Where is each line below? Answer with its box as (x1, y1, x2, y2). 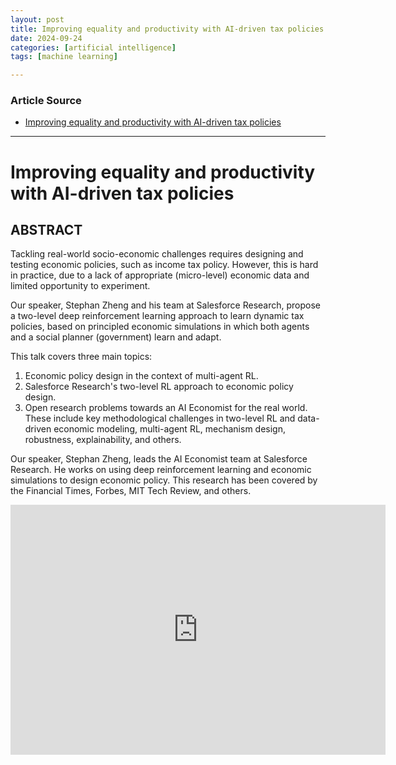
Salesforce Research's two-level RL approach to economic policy (24, 381, 294, 393)
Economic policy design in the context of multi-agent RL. (24, 370, 259, 382)
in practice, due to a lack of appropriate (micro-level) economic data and (10, 269, 310, 281)
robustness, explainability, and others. (24, 434, 182, 446)
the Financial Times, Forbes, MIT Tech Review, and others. (10, 485, 252, 497)
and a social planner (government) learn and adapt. (10, 331, 222, 343)
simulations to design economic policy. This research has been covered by (10, 474, 318, 486)
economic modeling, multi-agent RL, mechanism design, (53, 423, 287, 435)
